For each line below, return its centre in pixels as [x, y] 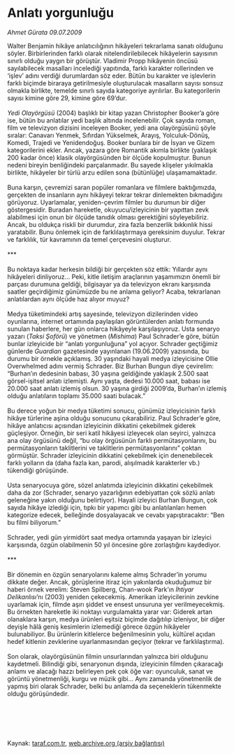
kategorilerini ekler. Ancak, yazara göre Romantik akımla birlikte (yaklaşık [112, 150]
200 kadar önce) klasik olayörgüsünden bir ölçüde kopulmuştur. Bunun [109, 157]
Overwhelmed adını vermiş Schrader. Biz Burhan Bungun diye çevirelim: [111, 366]
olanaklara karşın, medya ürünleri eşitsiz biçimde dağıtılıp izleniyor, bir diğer [116, 619]
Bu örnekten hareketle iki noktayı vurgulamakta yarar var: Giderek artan [110, 612]
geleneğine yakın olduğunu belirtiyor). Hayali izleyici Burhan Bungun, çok [112, 500]
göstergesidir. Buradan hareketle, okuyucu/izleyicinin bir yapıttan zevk [108, 210]
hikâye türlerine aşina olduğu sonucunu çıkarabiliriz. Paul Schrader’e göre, [114, 418]
